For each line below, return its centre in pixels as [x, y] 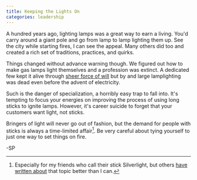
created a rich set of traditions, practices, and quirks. [70, 52]
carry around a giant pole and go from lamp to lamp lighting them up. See [95, 40]
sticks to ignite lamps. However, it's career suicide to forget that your [89, 106]
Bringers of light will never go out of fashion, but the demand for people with [98, 123]
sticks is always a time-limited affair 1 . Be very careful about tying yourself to [98, 130]
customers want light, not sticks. [45, 112]
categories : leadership [35, 17]
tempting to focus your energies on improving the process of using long [93, 99]
